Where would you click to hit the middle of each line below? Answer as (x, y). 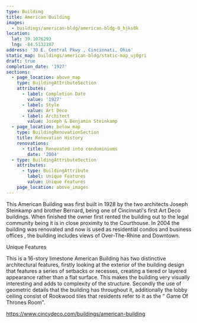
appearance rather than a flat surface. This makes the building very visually (98, 277)
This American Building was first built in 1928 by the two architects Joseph (97, 204)
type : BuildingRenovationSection (58, 133)
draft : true (21, 61)
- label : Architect (46, 116)
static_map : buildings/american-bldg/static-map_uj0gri (76, 56)
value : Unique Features (56, 182)
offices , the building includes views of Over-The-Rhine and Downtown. (93, 235)
